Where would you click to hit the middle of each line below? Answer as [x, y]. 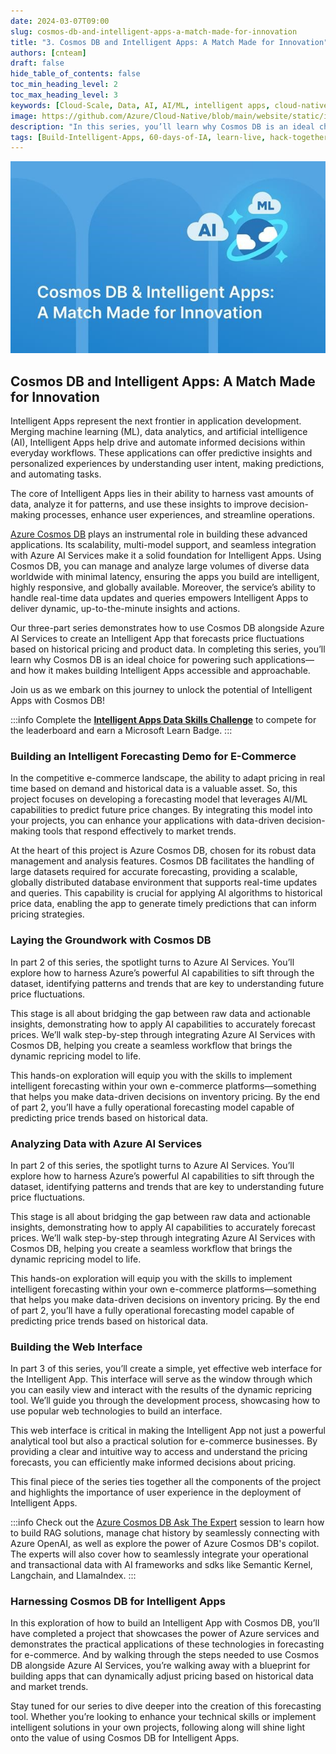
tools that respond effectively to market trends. [139, 831]
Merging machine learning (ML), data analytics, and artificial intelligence [159, 431]
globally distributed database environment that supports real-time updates [164, 882]
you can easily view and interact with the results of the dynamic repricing [161, 1390]
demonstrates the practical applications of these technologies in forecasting [167, 1644]
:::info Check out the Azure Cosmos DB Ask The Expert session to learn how [167, 1522]
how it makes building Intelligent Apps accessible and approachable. [169, 670]
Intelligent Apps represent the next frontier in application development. [156, 421]
